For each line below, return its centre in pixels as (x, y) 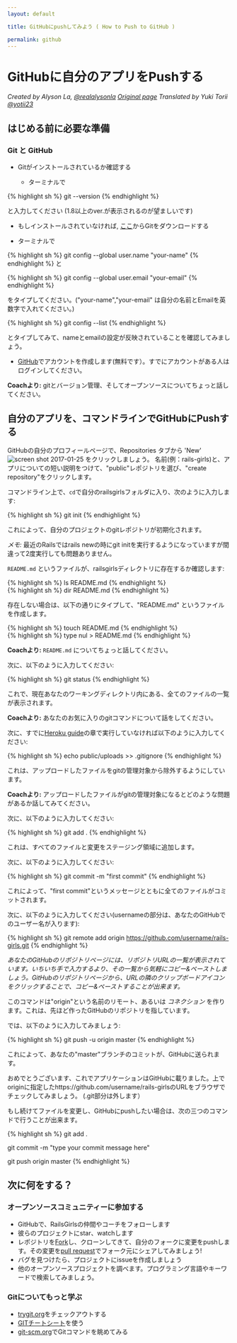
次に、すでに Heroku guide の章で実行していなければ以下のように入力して (114, 732)
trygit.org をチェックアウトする (62, 1314)
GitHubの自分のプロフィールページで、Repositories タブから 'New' (104, 450)
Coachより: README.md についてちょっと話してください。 (89, 650)
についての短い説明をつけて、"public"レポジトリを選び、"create (113, 467)
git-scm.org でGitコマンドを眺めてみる (73, 1332)
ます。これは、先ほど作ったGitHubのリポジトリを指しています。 (100, 1010)
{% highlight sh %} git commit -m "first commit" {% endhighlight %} (107, 876)
